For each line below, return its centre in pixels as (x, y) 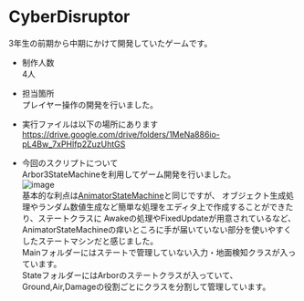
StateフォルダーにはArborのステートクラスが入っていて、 (130, 275)
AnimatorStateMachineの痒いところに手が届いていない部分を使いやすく (157, 229)
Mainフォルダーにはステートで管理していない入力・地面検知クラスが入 (155, 252)
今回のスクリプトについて (70, 162)
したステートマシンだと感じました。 (90, 241)
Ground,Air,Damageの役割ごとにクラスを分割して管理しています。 (146, 286)
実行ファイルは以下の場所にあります (90, 124)
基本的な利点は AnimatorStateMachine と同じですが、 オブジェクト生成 (154, 195)
